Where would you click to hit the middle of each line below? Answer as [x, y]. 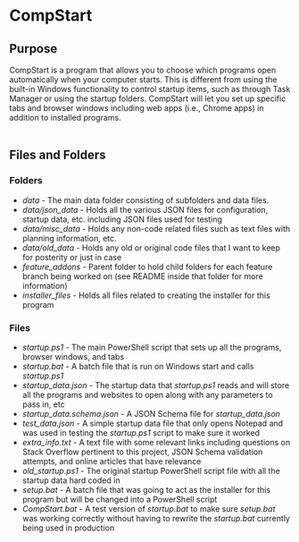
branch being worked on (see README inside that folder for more [142, 276]
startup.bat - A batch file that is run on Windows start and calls [138, 366]
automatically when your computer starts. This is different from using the [143, 80]
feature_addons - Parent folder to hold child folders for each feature [147, 267]
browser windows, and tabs [73, 356]
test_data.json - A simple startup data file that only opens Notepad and [153, 423]
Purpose [33, 49]
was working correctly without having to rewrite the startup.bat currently [156, 518]
